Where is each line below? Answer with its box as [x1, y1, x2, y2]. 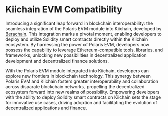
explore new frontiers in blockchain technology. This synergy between [5, 73, 151, 79]
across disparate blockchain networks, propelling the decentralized [5, 83, 145, 89]
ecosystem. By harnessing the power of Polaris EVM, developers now [5, 41, 150, 47]
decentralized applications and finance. [5, 105, 87, 111]
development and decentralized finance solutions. [5, 57, 109, 64]
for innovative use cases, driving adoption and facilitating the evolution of [5, 99, 157, 105]
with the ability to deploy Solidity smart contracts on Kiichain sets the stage [5, 94, 161, 100]
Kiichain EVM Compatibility [5, 4, 122, 15]
